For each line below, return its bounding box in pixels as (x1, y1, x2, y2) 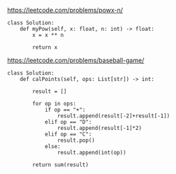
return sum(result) (32, 161, 89, 168)
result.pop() (57, 137, 96, 144)
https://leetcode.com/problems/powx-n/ (7, 6, 124, 14)
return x (32, 44, 58, 51)
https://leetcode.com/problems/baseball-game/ (7, 56, 145, 64)
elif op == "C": (44, 131, 92, 138)
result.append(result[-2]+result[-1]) (57, 113, 170, 119)
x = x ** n (32, 31, 64, 38)
